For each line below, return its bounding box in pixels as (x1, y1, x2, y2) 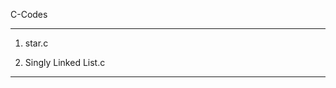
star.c (24, 37, 49, 49)
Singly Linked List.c (24, 57, 106, 68)
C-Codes (10, 9, 48, 20)
